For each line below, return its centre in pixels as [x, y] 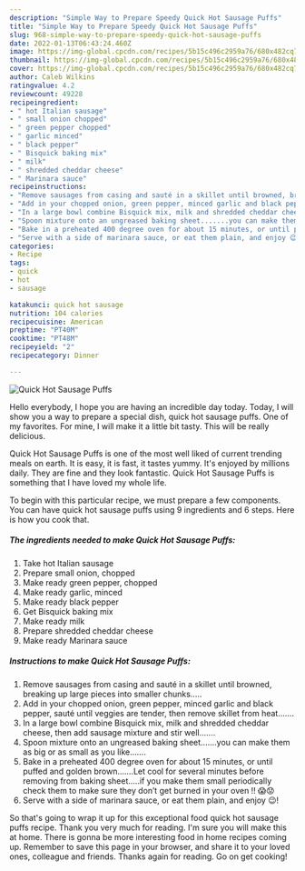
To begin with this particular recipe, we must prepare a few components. [145, 500]
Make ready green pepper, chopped [90, 582]
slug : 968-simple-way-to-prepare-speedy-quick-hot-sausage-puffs [135, 35]
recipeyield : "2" [42, 347]
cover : [22, 69]
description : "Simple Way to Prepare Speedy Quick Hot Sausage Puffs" [146, 18]
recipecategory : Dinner [54, 355]
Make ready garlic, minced [72, 592]
